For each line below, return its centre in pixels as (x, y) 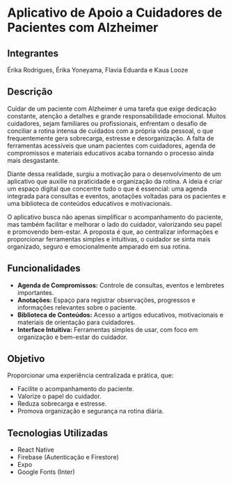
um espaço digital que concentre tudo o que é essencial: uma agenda (107, 189)
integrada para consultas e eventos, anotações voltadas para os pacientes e (116, 196)
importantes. (35, 292)
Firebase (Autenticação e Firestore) (68, 457)
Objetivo (26, 359)
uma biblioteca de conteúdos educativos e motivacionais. (90, 203)
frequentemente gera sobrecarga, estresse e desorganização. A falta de (111, 138)
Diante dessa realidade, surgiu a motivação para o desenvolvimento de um (114, 174)
